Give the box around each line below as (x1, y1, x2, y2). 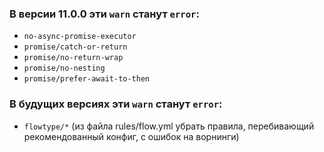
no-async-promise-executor (23, 32, 137, 42)
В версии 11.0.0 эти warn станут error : (9, 7, 200, 21)
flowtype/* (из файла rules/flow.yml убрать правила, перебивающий (23, 120, 315, 132)
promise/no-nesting (23, 63, 106, 74)
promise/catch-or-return (23, 42, 128, 52)
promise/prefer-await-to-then (23, 74, 151, 84)
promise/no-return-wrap (23, 53, 124, 63)
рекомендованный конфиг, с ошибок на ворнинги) (23, 130, 240, 142)
